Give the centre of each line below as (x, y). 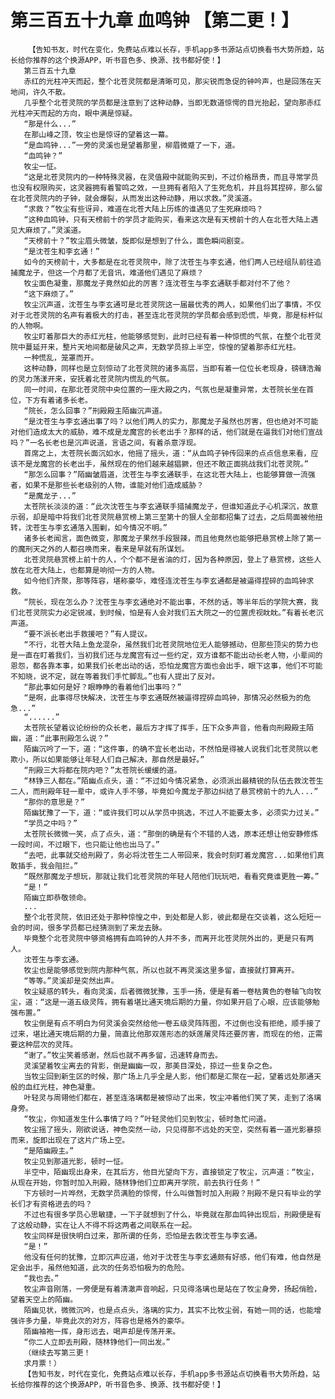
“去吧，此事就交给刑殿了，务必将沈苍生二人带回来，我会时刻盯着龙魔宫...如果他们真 (174, 855)
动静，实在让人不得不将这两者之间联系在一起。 (114, 1225)
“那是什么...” (50, 124)
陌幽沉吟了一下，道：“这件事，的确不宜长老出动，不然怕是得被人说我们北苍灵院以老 (171, 749)
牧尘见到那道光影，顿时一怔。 (75, 1161)
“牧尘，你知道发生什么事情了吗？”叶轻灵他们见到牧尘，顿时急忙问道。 (147, 1119)
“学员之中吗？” (50, 823)
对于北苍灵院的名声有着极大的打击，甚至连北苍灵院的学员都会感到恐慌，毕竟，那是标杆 (163, 315)
